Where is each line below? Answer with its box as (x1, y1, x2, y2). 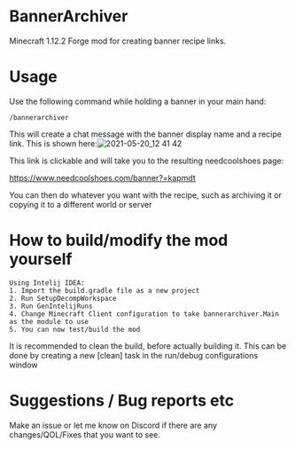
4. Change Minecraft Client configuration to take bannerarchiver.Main (9, 309, 279, 319)
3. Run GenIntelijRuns (9, 302, 93, 311)
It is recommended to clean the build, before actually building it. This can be (9, 340, 287, 351)
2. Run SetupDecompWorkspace (9, 294, 117, 303)
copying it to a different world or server (9, 199, 152, 209)
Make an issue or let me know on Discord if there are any (9, 420, 218, 430)
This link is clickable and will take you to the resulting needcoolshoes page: (9, 155, 284, 166)
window (9, 359, 38, 370)
